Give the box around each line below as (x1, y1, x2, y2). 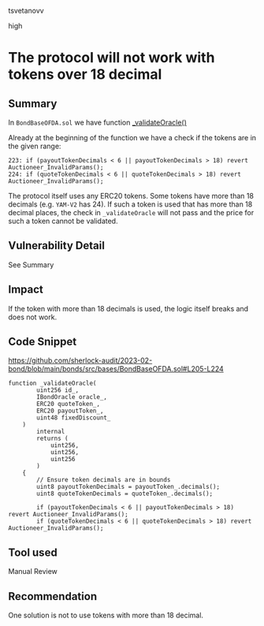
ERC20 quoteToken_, (36, 401, 101, 408)
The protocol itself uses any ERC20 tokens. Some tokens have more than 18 (8, 192, 255, 200)
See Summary (8, 259, 54, 270)
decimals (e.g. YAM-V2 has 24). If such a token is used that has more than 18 (8, 199, 253, 209)
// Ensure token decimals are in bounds (36, 476, 171, 484)
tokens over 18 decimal (8, 65, 162, 84)
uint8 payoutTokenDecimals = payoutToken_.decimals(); (36, 483, 221, 491)
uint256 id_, (36, 386, 80, 394)
